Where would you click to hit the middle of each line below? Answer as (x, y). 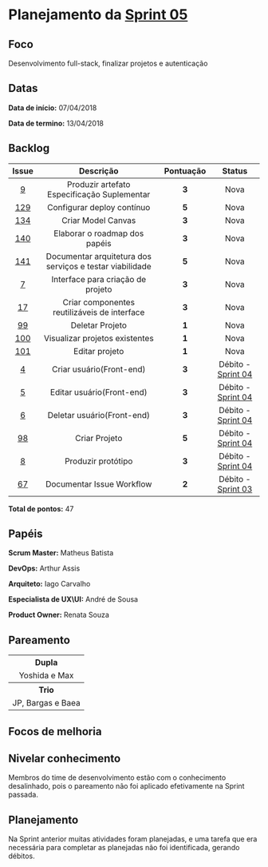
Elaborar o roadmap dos (99, 233)
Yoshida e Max (46, 675)
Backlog (29, 148)
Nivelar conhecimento (65, 759)
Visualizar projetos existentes (99, 338)
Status (235, 171)
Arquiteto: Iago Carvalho (49, 584)
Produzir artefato (99, 184)
